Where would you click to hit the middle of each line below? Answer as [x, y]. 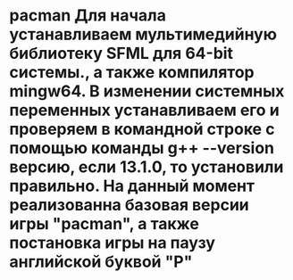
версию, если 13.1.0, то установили [146, 167]
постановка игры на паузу [113, 243]
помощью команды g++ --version [142, 148]
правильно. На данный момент [132, 186]
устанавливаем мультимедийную [143, 34]
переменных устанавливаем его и [144, 110]
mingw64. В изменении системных [147, 91]
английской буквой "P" [101, 262]
